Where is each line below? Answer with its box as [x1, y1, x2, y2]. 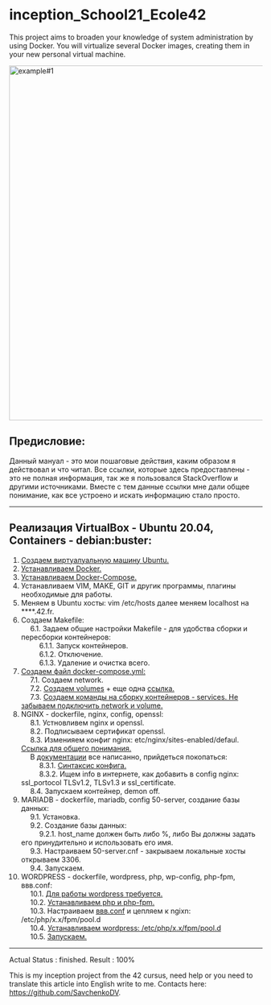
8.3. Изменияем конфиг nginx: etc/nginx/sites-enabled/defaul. [30, 734, 240, 744]
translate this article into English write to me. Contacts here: [9, 978, 207, 988]
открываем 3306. [20, 854, 81, 864]
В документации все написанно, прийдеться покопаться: [30, 751, 228, 762]
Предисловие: [9, 435, 86, 449]
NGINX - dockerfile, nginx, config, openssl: [20, 709, 164, 718]
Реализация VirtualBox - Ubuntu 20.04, [9, 521, 214, 535]
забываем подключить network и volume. [20, 701, 163, 710]
